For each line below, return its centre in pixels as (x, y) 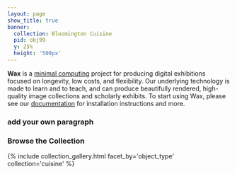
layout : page (27, 14)
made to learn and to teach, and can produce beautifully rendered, (104, 88)
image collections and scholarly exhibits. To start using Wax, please (127, 95)
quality (17, 95)
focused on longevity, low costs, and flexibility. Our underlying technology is (118, 81)
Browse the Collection (46, 141)
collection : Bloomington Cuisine (63, 34)
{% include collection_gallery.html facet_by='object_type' (91, 156)
